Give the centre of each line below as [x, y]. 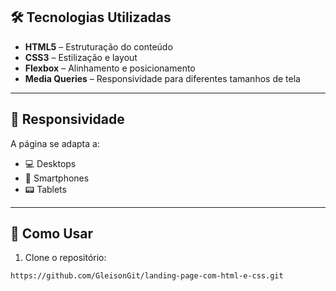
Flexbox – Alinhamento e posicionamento [110, 68]
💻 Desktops [50, 163]
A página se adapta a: [55, 143]
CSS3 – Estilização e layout [81, 57]
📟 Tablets [45, 189]
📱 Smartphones [57, 178]
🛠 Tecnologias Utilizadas [91, 17]
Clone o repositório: [65, 258]
